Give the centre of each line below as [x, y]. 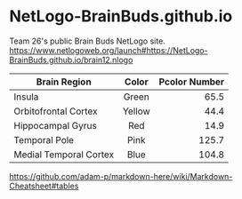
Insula [26, 97]
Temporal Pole [44, 139]
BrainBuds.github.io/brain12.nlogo [71, 60]
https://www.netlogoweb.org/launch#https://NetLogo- [109, 50]
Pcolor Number [192, 82]
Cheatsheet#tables [44, 186]
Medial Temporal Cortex [64, 155]
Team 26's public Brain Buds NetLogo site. [88, 41]
